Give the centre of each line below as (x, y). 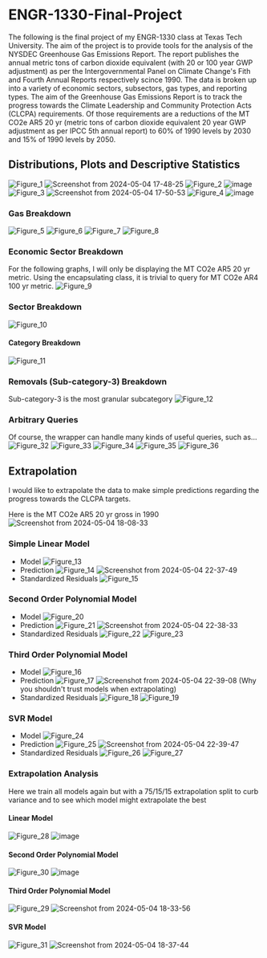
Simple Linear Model (49, 544)
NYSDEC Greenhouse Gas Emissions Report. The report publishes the (124, 54)
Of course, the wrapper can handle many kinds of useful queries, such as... (133, 437)
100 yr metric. (31, 286)
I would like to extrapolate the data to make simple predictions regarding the (134, 491)
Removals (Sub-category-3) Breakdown (87, 381)
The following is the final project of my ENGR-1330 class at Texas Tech (125, 37)
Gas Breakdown (40, 213)
